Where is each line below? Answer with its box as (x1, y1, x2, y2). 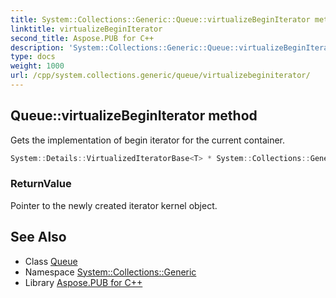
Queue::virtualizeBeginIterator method (10, 107, 258, 125)
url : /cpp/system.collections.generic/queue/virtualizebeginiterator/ (10, 71, 311, 81)
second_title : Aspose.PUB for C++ (10, 33, 155, 43)
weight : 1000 (10, 61, 65, 71)
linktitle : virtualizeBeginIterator (10, 24, 163, 34)
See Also (10, 229, 67, 246)
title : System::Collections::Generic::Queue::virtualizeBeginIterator (10, 14, 311, 25)
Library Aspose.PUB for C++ (24, 276, 143, 288)
